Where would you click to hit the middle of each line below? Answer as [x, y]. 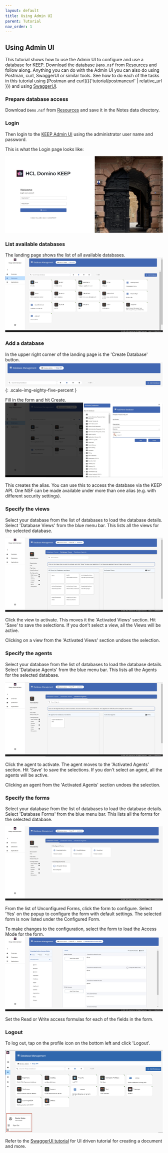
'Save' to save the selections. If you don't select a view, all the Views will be [83, 625]
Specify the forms [27, 798]
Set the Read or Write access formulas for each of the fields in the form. [79, 1019]
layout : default [22, 11]
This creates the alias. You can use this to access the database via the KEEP [84, 485]
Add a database [24, 343]
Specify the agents [29, 654]
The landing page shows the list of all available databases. [65, 255]
